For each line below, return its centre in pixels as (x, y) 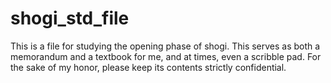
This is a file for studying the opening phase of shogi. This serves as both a (165, 46)
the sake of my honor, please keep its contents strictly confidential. (148, 67)
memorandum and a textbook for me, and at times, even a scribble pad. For (166, 56)
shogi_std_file (70, 18)
